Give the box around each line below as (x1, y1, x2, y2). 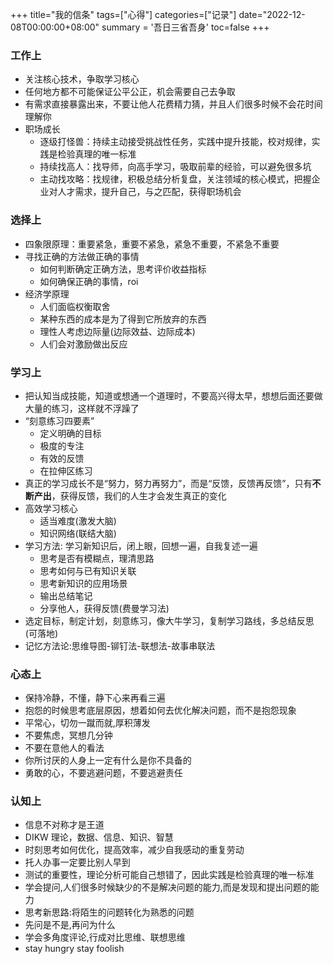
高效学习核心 (24, 502, 78, 514)
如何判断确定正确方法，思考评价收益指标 (39, 263, 207, 275)
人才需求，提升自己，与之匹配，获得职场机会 (57, 186, 242, 198)
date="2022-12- (238, 9, 306, 20)
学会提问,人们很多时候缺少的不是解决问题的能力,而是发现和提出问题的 (24, 881, 311, 893)
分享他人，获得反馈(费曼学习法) (39, 602, 170, 614)
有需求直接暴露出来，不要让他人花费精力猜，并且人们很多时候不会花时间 (24, 98, 323, 110)
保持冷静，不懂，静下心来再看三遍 (24, 692, 166, 704)
